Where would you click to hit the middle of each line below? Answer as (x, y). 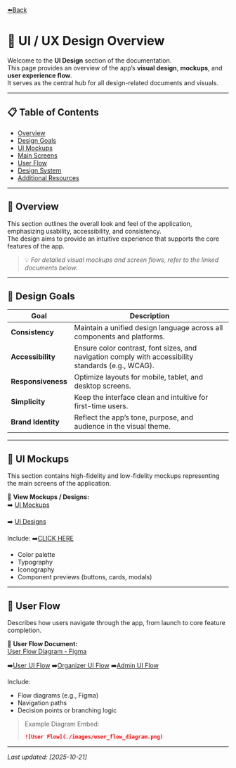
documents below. (51, 267)
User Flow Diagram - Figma (47, 651)
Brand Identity (35, 422)
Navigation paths (42, 703)
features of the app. (36, 246)
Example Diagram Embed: (62, 724)
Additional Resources (48, 177)
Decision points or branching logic (67, 710)
